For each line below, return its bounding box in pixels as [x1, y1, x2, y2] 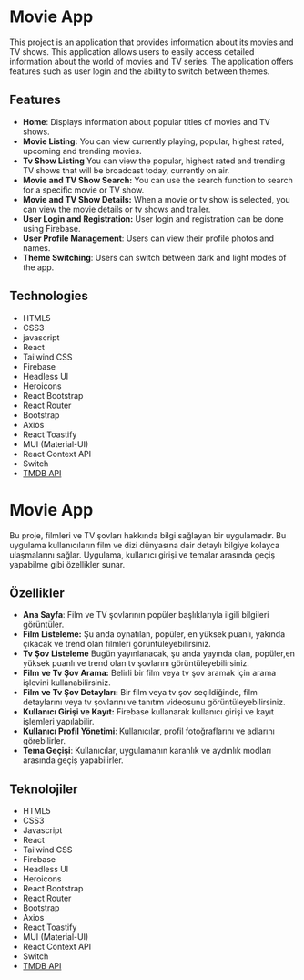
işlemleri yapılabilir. [22, 716, 95, 727]
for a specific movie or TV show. [22, 184, 145, 195]
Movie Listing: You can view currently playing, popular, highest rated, [22, 135, 285, 147]
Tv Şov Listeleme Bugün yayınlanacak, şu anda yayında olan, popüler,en [22, 648, 296, 659]
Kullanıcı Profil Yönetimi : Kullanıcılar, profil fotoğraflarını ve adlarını [22, 725, 275, 736]
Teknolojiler [9, 781, 78, 797]
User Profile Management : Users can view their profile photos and [22, 233, 275, 244]
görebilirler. [22, 735, 66, 746]
